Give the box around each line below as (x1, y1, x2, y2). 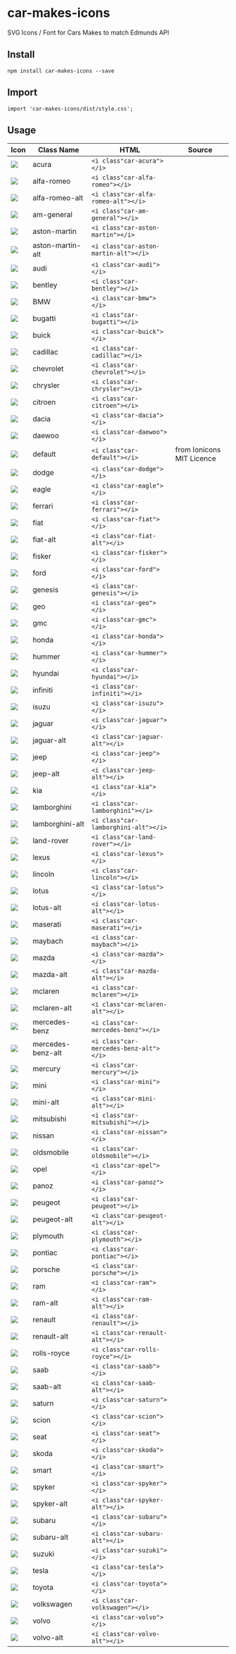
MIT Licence (175, 454, 216, 464)
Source (188, 145, 213, 155)
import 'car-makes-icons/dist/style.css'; (7, 105, 133, 112)
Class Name (38, 145, 79, 155)
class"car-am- (102, 207, 150, 216)
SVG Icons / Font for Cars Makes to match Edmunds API (7, 28, 170, 37)
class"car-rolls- (102, 1345, 160, 1354)
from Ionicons (175, 445, 221, 455)
